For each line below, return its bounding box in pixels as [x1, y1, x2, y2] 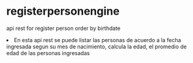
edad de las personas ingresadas [6, 49, 90, 56]
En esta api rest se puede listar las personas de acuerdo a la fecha [14, 36, 181, 43]
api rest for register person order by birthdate [6, 24, 121, 32]
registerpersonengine [6, 4, 120, 18]
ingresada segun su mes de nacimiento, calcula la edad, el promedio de [6, 43, 188, 50]
